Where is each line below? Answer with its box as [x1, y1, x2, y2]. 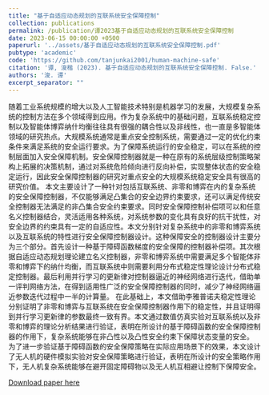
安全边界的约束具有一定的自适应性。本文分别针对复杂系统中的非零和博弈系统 [8, 221, 261, 231]
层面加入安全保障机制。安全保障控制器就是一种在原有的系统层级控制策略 [14, 151, 254, 161]
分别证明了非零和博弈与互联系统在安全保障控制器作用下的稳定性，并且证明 [8, 301, 254, 311]
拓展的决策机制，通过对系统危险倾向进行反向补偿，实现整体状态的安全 [22, 162, 254, 171]
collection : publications [8, 19, 94, 27]
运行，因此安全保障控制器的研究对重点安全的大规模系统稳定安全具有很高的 [14, 171, 261, 181]
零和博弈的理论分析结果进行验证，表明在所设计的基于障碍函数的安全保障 [8, 321, 247, 331]
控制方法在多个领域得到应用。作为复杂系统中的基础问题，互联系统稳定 [22, 111, 254, 121]
